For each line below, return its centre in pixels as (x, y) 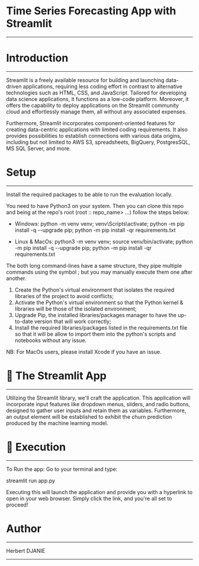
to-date (24, 321)
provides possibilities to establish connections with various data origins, (94, 135)
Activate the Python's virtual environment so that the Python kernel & (99, 302)
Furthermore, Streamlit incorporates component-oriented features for (91, 123)
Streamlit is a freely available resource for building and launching (85, 80)
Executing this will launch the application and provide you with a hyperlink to (99, 492)
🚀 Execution (36, 447)
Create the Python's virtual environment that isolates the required (94, 290)
